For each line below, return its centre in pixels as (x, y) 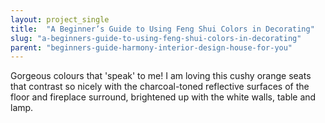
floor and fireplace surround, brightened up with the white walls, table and (163, 97)
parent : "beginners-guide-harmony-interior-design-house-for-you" (151, 47)
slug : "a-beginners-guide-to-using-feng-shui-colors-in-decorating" (156, 38)
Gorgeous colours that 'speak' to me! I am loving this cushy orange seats (161, 76)
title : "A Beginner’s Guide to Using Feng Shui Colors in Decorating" (162, 29)
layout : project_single (60, 19)
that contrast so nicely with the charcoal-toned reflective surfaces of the (160, 87)
